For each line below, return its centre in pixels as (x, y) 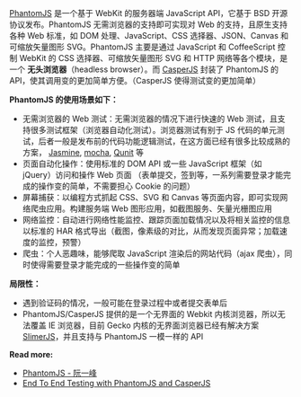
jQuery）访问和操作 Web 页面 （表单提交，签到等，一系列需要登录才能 (153, 175)
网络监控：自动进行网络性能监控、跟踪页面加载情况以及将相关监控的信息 (156, 220)
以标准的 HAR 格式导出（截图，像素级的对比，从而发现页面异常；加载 (151, 231)
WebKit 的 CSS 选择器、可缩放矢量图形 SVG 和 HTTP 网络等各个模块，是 (154, 58)
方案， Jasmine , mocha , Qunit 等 (83, 152)
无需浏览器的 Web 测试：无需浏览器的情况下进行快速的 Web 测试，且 (150, 119)
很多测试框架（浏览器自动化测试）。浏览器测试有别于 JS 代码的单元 (153, 130)
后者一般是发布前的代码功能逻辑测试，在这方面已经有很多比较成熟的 (164, 141)
